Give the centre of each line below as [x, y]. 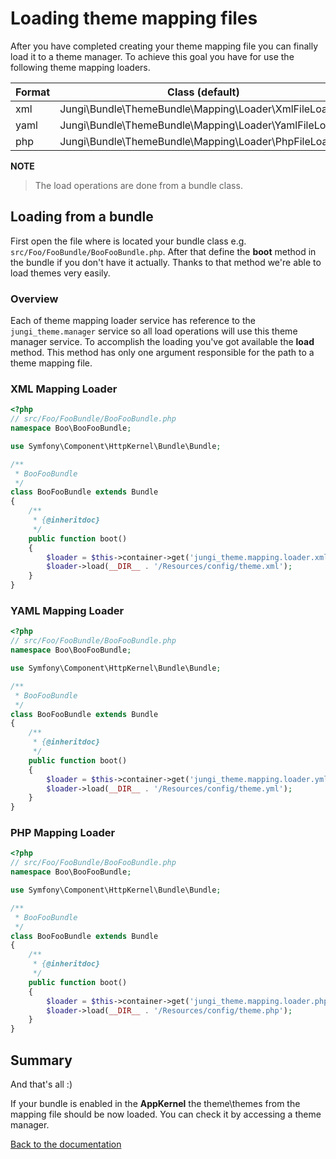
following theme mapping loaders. [80, 67]
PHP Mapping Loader [63, 833]
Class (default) [203, 92]
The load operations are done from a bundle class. [138, 185]
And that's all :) [41, 1084]
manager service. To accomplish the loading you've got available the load [162, 342]
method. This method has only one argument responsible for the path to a [162, 353]
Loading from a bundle [82, 217]
